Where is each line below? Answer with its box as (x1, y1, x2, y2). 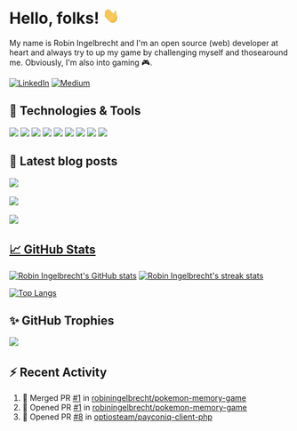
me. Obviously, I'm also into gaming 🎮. (9, 57, 153, 68)
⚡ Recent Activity (9, 364, 108, 379)
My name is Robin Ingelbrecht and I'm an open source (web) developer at (9, 38, 278, 49)
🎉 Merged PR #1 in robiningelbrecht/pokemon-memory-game (21, 393, 247, 403)
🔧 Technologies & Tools (9, 103, 141, 118)
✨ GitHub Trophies (9, 313, 115, 328)
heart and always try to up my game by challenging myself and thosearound (9, 47, 288, 58)
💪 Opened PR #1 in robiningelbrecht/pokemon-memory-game (21, 403, 247, 413)
